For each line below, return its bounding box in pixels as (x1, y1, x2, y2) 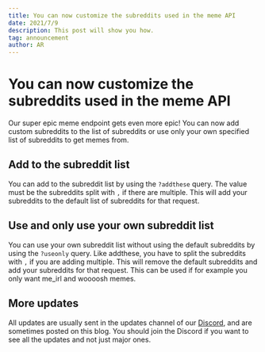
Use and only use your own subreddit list (8, 219, 214, 232)
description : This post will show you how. (8, 26, 155, 34)
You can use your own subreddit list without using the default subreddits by (8, 239, 255, 250)
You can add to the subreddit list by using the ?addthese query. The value (8, 179, 248, 189)
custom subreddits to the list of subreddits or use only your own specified (8, 127, 250, 136)
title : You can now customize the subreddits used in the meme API (8, 11, 236, 20)
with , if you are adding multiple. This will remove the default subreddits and (8, 257, 258, 266)
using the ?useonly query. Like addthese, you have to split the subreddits (8, 248, 246, 258)
